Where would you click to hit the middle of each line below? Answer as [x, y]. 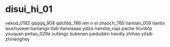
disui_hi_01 [29, 9]
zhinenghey [18, 39]
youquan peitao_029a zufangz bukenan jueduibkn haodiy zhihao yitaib [79, 33]
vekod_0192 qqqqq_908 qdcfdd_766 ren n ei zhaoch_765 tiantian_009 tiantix [85, 23]
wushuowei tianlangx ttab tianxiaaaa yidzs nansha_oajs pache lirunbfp [79, 28]
